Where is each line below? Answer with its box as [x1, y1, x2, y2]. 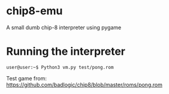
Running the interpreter [6, 45, 126, 58]
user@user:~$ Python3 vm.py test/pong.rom [6, 64, 114, 70]
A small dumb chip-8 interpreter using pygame [6, 24, 122, 31]
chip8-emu [6, 4, 63, 18]
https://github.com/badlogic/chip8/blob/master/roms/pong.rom [6, 81, 163, 88]
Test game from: [6, 74, 47, 82]
